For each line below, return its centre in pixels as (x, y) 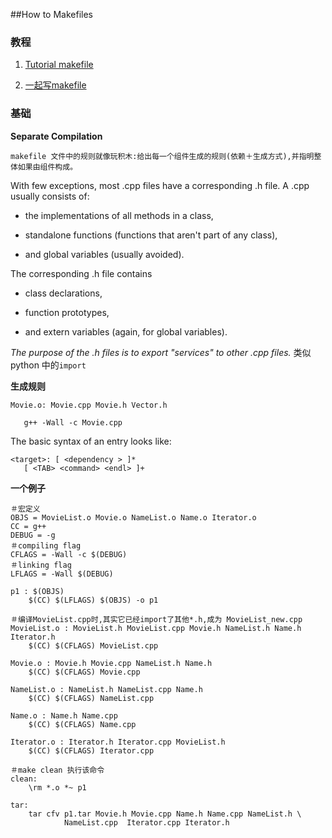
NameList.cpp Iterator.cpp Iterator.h (146, 822)
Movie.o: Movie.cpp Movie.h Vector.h (89, 405)
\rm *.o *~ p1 (57, 787)
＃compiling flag (46, 545)
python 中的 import (48, 365)
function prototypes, (67, 312)
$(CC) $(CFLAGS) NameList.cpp (91, 698)
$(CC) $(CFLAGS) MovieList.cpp (93, 645)
